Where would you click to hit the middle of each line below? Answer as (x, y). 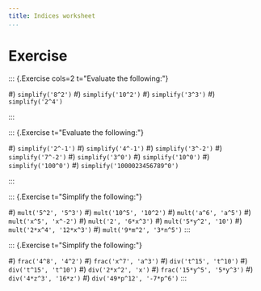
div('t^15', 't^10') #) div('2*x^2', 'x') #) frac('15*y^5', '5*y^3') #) (131, 269)
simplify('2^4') (36, 102)
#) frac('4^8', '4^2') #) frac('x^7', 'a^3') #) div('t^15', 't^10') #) (128, 260)
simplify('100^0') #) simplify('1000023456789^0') (94, 165)
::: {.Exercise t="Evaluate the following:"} (76, 132)
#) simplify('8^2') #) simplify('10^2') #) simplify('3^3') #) (112, 94)
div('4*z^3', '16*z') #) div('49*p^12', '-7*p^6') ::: (98, 278)
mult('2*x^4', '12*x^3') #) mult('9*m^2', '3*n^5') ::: (100, 229)
